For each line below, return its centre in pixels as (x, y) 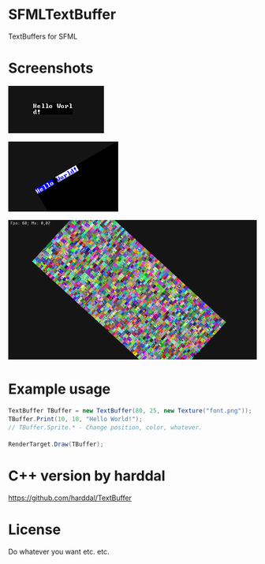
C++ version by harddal (87, 476)
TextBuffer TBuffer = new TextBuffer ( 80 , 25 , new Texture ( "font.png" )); (130, 411)
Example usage (60, 389)
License (35, 529)
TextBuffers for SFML (43, 36)
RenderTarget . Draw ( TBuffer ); (56, 444)
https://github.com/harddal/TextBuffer (70, 498)
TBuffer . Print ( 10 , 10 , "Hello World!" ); (76, 420)
